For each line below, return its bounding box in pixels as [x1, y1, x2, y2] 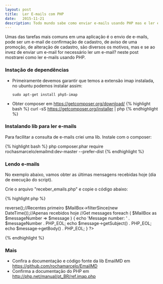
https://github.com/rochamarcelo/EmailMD [12, 263, 98, 269]
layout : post [5, 7, 32, 12]
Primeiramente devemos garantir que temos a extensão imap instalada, [12, 78, 154, 83]
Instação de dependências [5, 66, 69, 73]
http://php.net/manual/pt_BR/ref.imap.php [12, 273, 96, 279]
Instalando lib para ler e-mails [5, 123, 77, 130]
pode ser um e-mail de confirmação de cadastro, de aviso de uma [5, 39, 137, 45]
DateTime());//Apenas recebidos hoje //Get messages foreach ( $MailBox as [5, 210, 157, 216]
